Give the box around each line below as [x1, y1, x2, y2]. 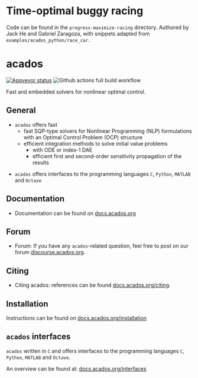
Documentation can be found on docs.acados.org [14, 209, 136, 217]
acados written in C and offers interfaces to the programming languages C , [6, 347, 185, 354]
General [6, 105, 37, 116]
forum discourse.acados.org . [14, 249, 86, 256]
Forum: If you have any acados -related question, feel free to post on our [14, 242, 189, 249]
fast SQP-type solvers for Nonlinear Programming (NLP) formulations [23, 127, 192, 134]
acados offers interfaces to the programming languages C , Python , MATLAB [14, 170, 191, 177]
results [32, 159, 49, 166]
